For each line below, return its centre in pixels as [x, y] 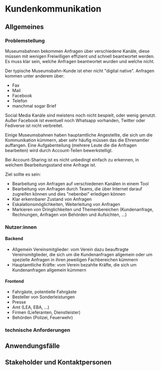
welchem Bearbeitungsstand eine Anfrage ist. [51, 165]
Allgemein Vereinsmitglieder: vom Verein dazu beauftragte [70, 249]
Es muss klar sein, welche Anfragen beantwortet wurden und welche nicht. [80, 61]
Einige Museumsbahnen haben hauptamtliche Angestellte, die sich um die [79, 135]
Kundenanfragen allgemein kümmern [49, 270]
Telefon [20, 101]
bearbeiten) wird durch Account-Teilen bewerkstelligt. [59, 150]
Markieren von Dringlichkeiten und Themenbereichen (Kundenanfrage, [83, 209]
